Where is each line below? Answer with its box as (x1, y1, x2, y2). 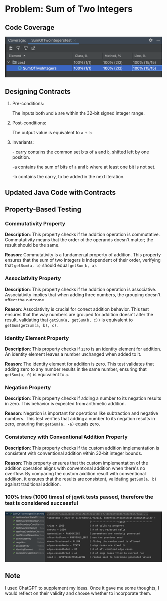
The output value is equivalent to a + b (12, 130, 92, 136)
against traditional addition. (5, 481, 61, 487)
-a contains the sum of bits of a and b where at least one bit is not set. (12, 164, 156, 170)
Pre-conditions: (12, 101, 45, 107)
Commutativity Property (5, 220, 66, 227)
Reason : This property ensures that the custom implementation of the (5, 460, 148, 466)
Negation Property (5, 384, 51, 391)
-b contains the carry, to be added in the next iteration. (12, 174, 125, 180)
